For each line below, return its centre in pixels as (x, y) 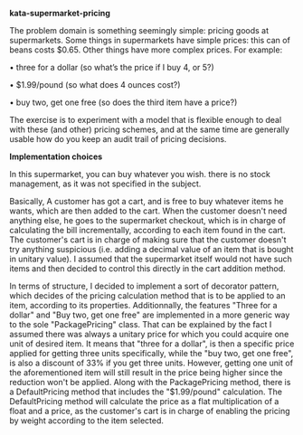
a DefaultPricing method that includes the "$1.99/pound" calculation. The (146, 392)
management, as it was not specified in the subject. (105, 184)
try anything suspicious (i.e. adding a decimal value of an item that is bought (151, 249)
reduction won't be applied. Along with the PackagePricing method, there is (150, 382)
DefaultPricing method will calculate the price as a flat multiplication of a (144, 401)
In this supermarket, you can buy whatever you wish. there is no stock (140, 174)
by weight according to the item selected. (87, 421)
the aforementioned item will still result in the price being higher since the (146, 373)
